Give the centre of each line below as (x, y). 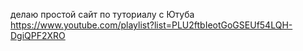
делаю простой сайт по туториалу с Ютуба (102, 14)
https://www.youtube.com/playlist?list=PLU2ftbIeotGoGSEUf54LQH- (151, 25)
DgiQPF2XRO (38, 35)
